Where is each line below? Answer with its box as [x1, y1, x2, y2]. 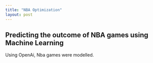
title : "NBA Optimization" [5, 7, 62, 13]
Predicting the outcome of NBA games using [5, 31, 148, 39]
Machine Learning [5, 38, 64, 47]
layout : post [5, 12, 33, 17]
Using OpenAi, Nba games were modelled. [5, 52, 94, 58]
